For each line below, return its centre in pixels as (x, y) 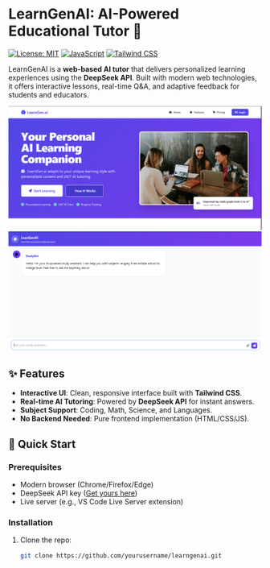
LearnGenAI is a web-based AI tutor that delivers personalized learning (127, 68)
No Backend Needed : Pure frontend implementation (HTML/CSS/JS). (135, 419)
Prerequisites (35, 466)
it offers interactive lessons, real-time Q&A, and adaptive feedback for (124, 86)
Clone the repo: (46, 540)
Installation (31, 522)
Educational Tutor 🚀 (75, 31)
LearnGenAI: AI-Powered (94, 14)
